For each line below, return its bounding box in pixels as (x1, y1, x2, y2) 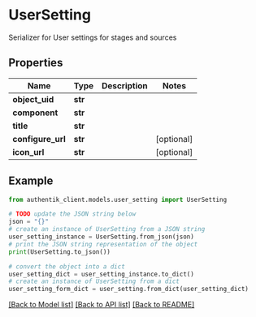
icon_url (12, 146, 45, 157)
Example (8, 174, 54, 188)
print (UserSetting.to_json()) (8, 247, 111, 256)
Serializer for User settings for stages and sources (8, 32, 177, 42)
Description (101, 79, 148, 91)
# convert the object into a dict (8, 262, 126, 271)
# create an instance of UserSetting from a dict (8, 277, 180, 285)
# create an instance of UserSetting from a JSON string (8, 225, 206, 233)
